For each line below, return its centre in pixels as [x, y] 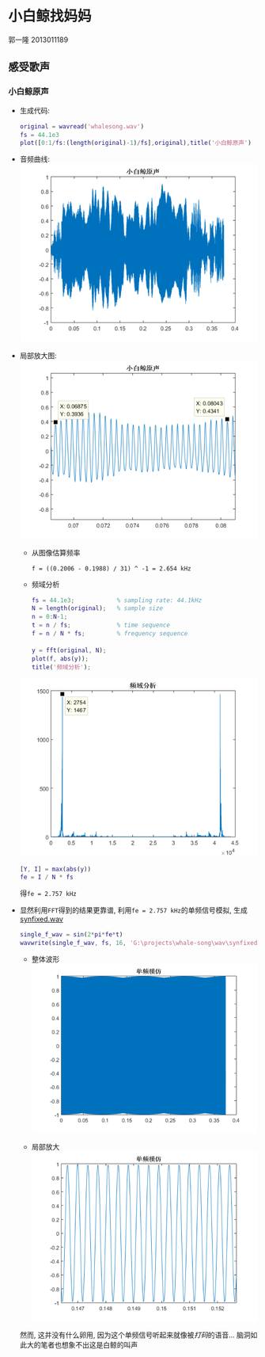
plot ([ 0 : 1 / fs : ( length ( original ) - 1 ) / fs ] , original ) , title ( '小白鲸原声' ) [135, 143]
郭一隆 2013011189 [38, 40]
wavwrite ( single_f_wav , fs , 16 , [73, 943]
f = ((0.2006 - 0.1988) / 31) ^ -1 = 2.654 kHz [111, 568]
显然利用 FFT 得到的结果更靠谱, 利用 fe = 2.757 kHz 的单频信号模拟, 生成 [133, 910]
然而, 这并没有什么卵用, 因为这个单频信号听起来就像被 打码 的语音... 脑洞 [135, 1335]
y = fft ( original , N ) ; [69, 650]
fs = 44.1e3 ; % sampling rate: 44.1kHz [117, 600]
